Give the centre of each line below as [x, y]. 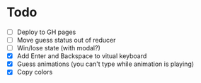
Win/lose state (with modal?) [58, 48]
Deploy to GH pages [46, 32]
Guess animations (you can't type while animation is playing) [105, 64]
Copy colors [35, 72]
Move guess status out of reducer [66, 40]
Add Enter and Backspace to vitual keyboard [82, 56]
